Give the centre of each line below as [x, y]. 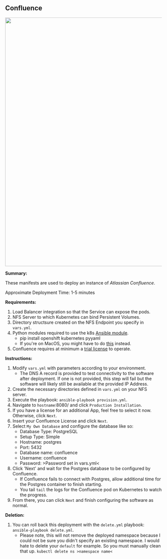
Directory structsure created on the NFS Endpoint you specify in [78, 322]
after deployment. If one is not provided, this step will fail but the [86, 378]
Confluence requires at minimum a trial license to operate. [72, 349]
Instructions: [19, 358]
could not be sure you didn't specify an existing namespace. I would [90, 540]
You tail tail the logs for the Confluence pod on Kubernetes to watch [91, 489]
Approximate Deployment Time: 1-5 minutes [50, 292]
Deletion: [15, 515]
